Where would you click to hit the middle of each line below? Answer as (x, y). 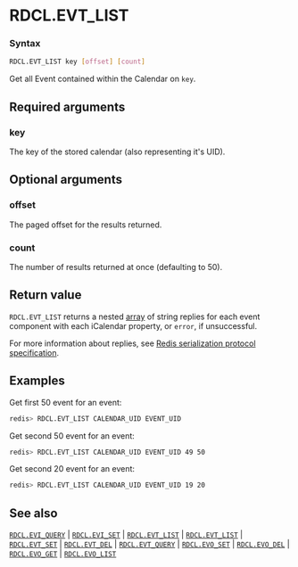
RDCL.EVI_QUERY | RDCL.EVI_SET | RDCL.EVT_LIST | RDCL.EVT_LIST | (126, 535)
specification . (34, 352)
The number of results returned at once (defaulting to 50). (116, 267)
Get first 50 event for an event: (66, 402)
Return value (46, 295)
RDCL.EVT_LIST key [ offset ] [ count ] (77, 62)
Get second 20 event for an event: (72, 469)
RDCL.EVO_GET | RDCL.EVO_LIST (63, 554)
